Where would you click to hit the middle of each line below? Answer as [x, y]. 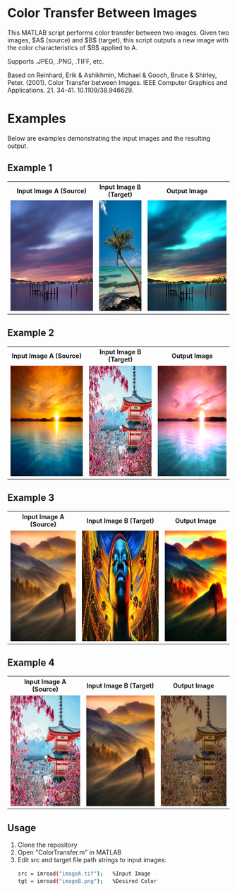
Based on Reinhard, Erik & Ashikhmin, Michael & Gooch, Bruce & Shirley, [112, 75]
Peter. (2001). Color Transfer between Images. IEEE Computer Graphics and [117, 82]
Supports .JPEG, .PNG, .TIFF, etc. [56, 61]
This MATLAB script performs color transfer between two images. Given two [118, 33]
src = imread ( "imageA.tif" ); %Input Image [84, 874]
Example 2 [31, 333]
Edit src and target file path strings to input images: [92, 859]
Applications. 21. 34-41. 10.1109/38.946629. [71, 90]
